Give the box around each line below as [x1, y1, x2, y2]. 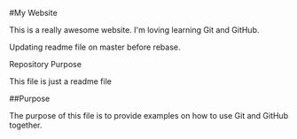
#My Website [9, 8, 58, 18]
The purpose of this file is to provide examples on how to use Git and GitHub [9, 111, 289, 120]
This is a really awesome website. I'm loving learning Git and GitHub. [9, 25, 260, 35]
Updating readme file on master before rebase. [9, 42, 181, 52]
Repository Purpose [9, 59, 82, 69]
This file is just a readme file [9, 76, 113, 87]
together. [9, 120, 43, 130]
